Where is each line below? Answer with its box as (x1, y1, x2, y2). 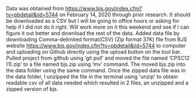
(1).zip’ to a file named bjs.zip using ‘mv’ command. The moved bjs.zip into (6, 61, 185, 68)
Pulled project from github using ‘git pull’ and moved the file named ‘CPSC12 (6, 55, 190, 61)
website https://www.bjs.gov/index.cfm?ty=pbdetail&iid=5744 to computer (6, 42, 186, 49)
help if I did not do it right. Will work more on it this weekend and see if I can (6, 23, 190, 30)
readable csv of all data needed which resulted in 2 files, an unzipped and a (6, 79, 189, 86)
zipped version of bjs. (6, 86, 59, 92)
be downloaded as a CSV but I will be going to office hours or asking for (6, 17, 180, 24)
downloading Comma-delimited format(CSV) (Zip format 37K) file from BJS (6, 36, 187, 43)
